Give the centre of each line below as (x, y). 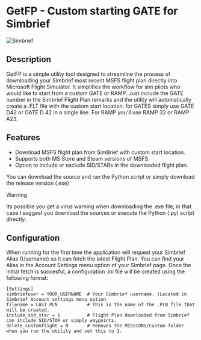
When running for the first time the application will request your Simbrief (96, 252)
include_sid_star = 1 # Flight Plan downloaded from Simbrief (98, 315)
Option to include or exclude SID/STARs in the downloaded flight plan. (101, 165)
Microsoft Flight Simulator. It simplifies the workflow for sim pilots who (93, 87)
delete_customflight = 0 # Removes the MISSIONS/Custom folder (95, 326)
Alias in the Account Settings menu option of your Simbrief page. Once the (99, 265)
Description (29, 59)
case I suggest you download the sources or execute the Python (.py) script (100, 212)
